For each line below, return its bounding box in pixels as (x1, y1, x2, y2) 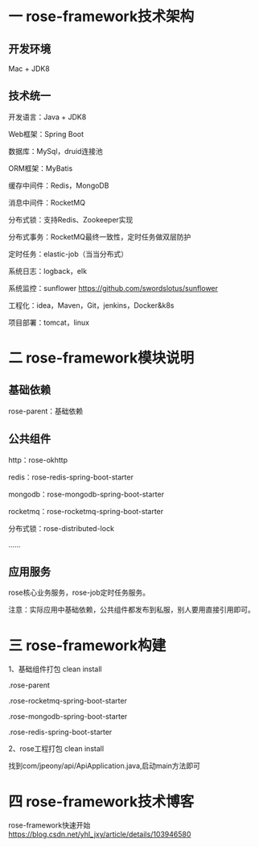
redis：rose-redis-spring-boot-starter (8, 472, 134, 482)
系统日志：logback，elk (8, 266, 87, 276)
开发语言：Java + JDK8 (8, 112, 87, 122)
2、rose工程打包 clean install (8, 744, 105, 754)
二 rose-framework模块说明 (8, 349, 195, 367)
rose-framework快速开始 (8, 820, 91, 830)
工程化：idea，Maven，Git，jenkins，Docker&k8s (8, 300, 175, 310)
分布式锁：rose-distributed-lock (8, 523, 115, 533)
